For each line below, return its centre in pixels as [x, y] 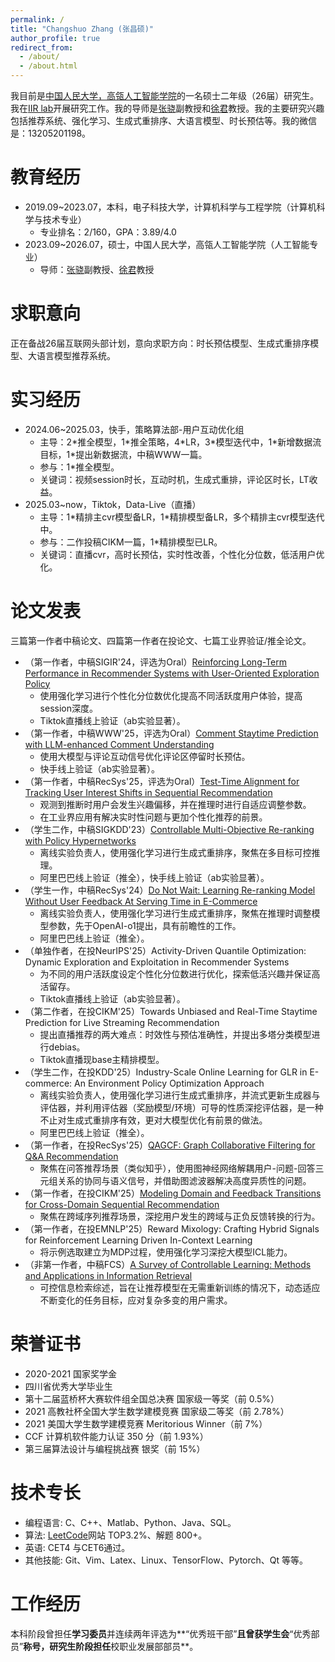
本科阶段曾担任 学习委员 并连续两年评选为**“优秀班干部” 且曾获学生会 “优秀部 [165, 1633]
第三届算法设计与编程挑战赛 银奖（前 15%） [115, 1448]
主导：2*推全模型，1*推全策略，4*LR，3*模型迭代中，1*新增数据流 [180, 442]
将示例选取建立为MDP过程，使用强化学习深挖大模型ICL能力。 [166, 1252]
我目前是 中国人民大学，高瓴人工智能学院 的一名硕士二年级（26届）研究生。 [165, 95]
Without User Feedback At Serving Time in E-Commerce [141, 901]
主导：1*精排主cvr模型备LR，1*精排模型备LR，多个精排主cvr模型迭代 [182, 517]
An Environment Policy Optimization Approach [169, 1083]
